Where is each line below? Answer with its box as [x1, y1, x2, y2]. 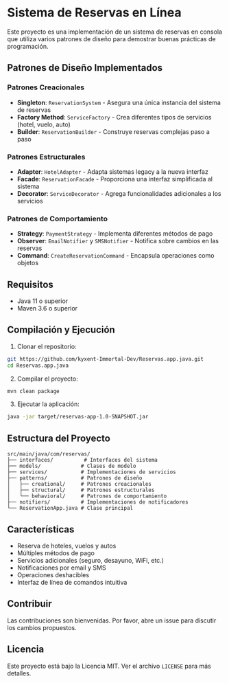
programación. [7, 42, 49, 50]
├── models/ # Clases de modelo [7, 462, 136, 470]
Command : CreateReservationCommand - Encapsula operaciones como [16, 251, 215, 260]
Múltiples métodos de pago [16, 548, 95, 557]
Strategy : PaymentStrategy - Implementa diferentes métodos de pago [16, 229, 213, 238]
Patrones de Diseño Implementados [7, 62, 163, 74]
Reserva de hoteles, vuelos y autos [16, 541, 117, 550]
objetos [16, 259, 39, 267]
